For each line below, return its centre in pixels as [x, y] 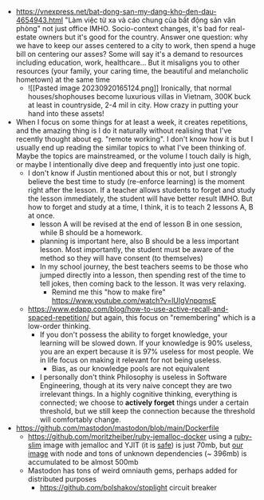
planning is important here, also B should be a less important [139, 241]
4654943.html [39, 20]
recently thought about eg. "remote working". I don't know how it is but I [134, 139]
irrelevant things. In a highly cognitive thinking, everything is [138, 394]
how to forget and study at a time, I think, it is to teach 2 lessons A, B [140, 207]
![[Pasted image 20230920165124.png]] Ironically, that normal [130, 88]
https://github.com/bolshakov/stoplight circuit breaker [128, 488]
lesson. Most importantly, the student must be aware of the [137, 250]
